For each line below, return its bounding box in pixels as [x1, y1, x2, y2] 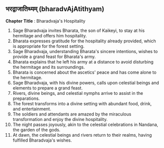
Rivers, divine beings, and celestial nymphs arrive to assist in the [12, 90, 143, 96]
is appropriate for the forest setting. [12, 43, 85, 49]
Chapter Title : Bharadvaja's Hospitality [5, 18, 86, 24]
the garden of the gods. [12, 126, 61, 133]
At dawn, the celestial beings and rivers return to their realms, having [12, 132, 152, 138]
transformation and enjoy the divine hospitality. [12, 116, 108, 122]
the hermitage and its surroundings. [12, 64, 85, 70]
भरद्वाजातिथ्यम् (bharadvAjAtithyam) [5, 5, 105, 13]
